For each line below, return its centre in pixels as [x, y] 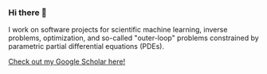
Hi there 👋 [28, 13]
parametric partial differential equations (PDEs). [86, 46]
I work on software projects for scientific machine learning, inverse [118, 30]
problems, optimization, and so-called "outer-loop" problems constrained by [133, 38]
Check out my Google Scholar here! [67, 61]
